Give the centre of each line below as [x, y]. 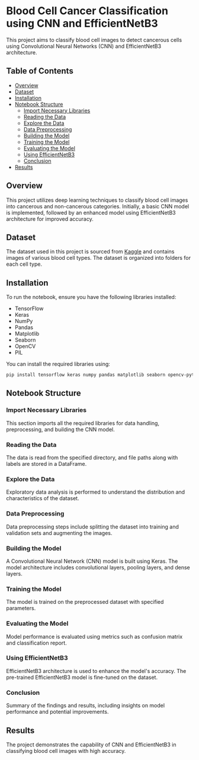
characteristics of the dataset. [43, 498]
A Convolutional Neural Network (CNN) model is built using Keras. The [92, 561]
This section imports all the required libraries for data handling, [83, 423]
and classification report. [36, 643]
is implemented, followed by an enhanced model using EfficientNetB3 [91, 212]
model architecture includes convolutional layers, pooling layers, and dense [98, 567]
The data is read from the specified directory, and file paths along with [92, 458]
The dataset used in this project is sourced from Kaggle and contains [90, 252]
